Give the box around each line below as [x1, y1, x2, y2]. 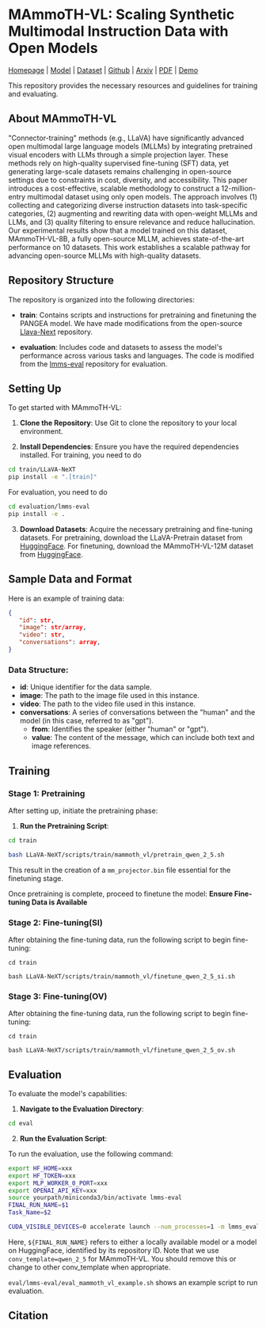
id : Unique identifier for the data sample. [19, 682, 152, 692]
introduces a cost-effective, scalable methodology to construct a [8, 184, 220, 193]
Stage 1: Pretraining [8, 787, 85, 799]
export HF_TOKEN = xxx [8, 1171, 77, 1180]
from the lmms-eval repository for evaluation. [19, 359, 168, 369]
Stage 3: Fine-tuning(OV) [8, 991, 108, 1002]
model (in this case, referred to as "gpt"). [19, 716, 154, 726]
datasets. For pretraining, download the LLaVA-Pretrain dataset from [19, 533, 243, 542]
